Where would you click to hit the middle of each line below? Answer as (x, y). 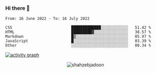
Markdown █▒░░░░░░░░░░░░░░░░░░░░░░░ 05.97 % (78, 37)
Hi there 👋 (18, 8)
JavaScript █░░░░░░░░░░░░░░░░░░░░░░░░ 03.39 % (78, 41)
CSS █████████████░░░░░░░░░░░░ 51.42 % (78, 28)
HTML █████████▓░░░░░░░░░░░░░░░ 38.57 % (78, 32)
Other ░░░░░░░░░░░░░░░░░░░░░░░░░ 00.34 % (78, 45)
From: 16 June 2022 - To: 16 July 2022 (48, 19)
